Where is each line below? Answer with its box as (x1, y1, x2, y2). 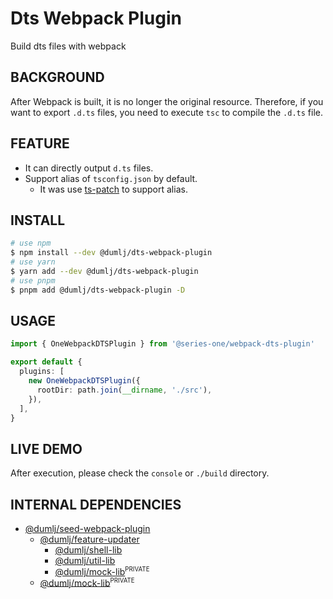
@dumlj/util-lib (54, 555, 116, 567)
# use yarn (10, 257, 56, 267)
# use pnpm (10, 275, 56, 286)
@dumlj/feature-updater (39, 533, 140, 546)
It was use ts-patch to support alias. (39, 183, 188, 195)
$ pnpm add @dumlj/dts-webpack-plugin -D (10, 285, 186, 295)
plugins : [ (19, 367, 65, 377)
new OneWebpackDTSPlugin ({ (28, 376, 141, 386)
